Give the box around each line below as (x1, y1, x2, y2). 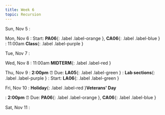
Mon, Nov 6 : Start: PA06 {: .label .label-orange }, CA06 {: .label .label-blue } (5, 35, 161, 41)
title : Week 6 (5, 7, 35, 12)
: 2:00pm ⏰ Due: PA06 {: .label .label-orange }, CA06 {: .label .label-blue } (5, 94, 157, 100)
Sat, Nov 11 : (5, 104, 30, 110)
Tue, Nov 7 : (5, 50, 30, 56)
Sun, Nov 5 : (5, 25, 31, 31)
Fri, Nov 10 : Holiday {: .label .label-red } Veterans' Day (5, 85, 116, 91)
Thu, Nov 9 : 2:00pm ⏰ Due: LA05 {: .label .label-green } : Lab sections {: (5, 69, 156, 75)
